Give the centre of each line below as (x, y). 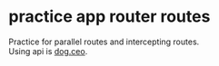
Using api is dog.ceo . (48, 51)
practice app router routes (109, 17)
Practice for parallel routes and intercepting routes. (104, 42)
